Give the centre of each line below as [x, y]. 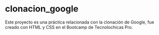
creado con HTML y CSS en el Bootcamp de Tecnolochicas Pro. [69, 27]
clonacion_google [42, 9]
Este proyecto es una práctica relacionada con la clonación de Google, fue [80, 22]
